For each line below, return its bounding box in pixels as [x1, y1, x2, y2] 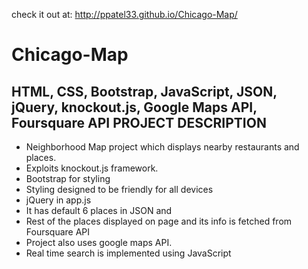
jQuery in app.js [25, 194, 92, 206]
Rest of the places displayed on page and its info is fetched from [25, 215, 293, 227]
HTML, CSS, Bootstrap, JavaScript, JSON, [11, 83, 278, 100]
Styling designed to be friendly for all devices [25, 184, 214, 195]
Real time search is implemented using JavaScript [25, 247, 232, 259]
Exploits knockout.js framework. [25, 162, 159, 174]
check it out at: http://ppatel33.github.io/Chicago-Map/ [11, 9, 238, 20]
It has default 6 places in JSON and [25, 205, 173, 216]
